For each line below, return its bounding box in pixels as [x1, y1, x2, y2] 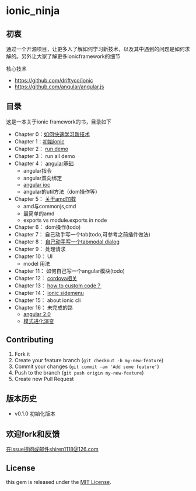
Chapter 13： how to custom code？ [14, 282, 102, 289]
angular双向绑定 [23, 174, 62, 181]
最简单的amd [23, 210, 55, 217]
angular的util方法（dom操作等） [23, 188, 100, 195]
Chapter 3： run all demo [14, 152, 75, 159]
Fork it [14, 350, 30, 358]
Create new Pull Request [14, 375, 74, 382]
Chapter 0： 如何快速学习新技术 [14, 131, 90, 138]
